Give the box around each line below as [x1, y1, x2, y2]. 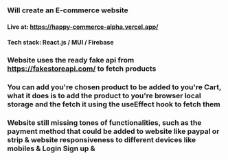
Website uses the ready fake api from [7, 56, 135, 65]
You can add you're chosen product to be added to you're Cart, [7, 82, 222, 91]
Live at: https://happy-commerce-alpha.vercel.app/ [7, 23, 159, 31]
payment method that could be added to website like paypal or [7, 126, 220, 136]
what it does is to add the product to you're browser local [7, 91, 201, 100]
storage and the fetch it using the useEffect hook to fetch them [7, 99, 221, 108]
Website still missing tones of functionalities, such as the [7, 117, 202, 127]
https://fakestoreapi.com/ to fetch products [7, 64, 157, 73]
